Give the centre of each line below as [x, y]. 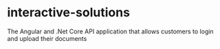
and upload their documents [47, 38]
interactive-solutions [69, 13]
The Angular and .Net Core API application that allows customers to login [111, 31]
